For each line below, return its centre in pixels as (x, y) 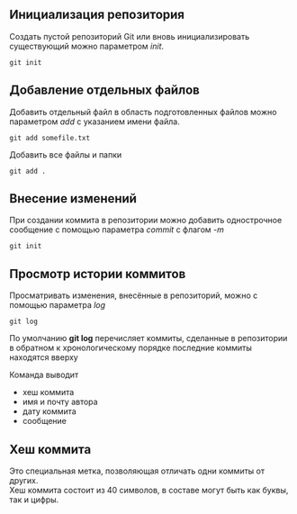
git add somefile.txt (50, 138)
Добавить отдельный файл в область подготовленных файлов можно (143, 112)
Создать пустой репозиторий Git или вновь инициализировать (130, 36)
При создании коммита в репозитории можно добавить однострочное (146, 221)
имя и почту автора (60, 402)
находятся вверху (44, 357)
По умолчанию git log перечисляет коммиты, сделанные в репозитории (148, 338)
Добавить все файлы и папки (66, 154)
